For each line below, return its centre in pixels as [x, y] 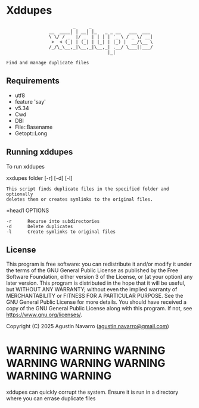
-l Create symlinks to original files [61, 232]
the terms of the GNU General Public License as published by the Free [92, 270]
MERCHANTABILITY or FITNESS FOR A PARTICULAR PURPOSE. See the [95, 296]
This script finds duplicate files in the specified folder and [88, 189]
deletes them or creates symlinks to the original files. [80, 199]
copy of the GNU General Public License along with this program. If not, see [99, 309]
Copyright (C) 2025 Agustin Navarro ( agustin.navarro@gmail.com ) [88, 326]
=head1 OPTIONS [28, 210]
